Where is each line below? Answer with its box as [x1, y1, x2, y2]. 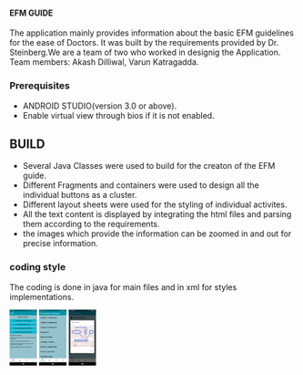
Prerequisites [9, 79, 70, 92]
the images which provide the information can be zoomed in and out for [22, 228, 292, 239]
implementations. [9, 291, 75, 302]
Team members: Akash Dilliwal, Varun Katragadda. [9, 57, 199, 68]
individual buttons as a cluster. [22, 190, 137, 201]
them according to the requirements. [22, 219, 161, 230]
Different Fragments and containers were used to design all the [22, 180, 259, 191]
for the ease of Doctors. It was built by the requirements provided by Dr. [9, 37, 279, 48]
